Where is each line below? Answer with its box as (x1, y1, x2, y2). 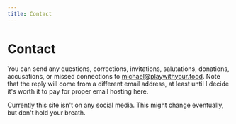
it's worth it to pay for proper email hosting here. (7, 86, 149, 96)
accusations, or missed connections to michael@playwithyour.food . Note (7, 72, 221, 80)
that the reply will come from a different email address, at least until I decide (7, 79, 229, 88)
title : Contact (7, 10, 52, 18)
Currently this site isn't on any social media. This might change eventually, (7, 101, 224, 109)
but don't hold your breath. (7, 108, 86, 117)
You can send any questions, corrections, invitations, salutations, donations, (7, 64, 230, 73)
